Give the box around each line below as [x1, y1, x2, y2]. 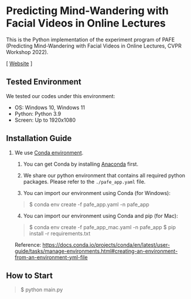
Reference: [14, 241, 42, 248]
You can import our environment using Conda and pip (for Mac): [23, 212, 178, 219]
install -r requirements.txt [29, 230, 91, 237]
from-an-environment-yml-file [14, 254, 88, 261]
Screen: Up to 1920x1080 [14, 116, 76, 123]
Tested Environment [6, 77, 82, 87]
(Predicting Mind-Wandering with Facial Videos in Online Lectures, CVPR [6, 42, 182, 49]
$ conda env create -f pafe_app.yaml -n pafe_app [29, 201, 149, 208]
